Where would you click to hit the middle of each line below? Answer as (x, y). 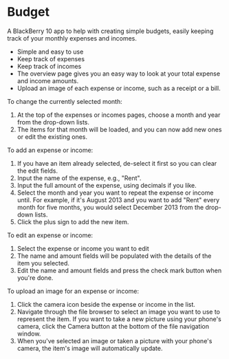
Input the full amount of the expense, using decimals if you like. (107, 185)
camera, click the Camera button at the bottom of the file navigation (113, 326)
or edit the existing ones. (52, 137)
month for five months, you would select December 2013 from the (110, 207)
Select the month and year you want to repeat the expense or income (115, 193)
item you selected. (43, 263)
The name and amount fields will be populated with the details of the (114, 256)
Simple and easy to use (50, 52)
